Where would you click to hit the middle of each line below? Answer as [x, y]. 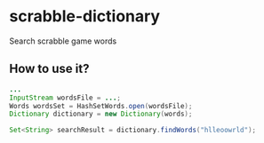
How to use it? [49, 69]
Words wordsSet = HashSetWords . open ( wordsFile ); [101, 106]
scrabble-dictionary [85, 16]
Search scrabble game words [63, 41]
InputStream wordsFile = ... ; [65, 98]
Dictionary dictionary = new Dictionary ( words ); [101, 114]
